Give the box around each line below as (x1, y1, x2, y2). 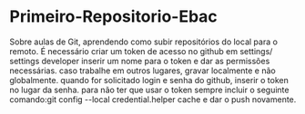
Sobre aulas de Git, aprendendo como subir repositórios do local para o (9, 36, 278, 47)
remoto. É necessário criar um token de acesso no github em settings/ (9, 45, 273, 56)
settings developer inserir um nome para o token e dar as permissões (9, 55, 270, 66)
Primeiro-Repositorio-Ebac (9, 6, 219, 27)
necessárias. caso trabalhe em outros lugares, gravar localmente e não (9, 65, 276, 76)
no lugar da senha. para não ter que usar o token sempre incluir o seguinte (9, 84, 290, 95)
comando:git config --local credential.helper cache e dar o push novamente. (9, 93, 297, 105)
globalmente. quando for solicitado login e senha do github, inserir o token (9, 74, 289, 85)
